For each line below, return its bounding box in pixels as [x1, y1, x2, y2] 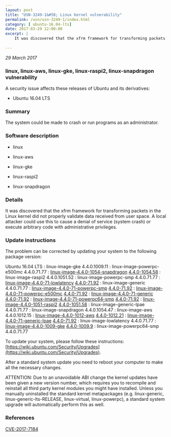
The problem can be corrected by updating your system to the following [5, 248, 157, 254]
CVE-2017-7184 [5, 426, 38, 432]
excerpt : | [5, 31, 29, 36]
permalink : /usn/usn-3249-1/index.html [5, 17, 90, 22]
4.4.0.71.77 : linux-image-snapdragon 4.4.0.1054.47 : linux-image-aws [5, 307, 153, 313]
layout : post [5, 7, 33, 13]
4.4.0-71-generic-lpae [5, 318, 52, 324]
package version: [5, 253, 42, 260]
